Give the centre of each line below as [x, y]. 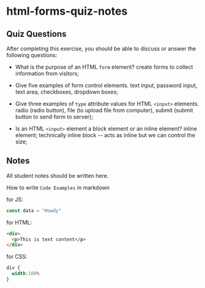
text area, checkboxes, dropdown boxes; [66, 92]
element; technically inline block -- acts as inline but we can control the [105, 135]
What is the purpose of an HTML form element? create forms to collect [104, 67]
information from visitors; [47, 74]
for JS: [15, 199]
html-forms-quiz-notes [67, 11]
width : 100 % [26, 274]
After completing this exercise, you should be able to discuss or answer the [101, 48]
